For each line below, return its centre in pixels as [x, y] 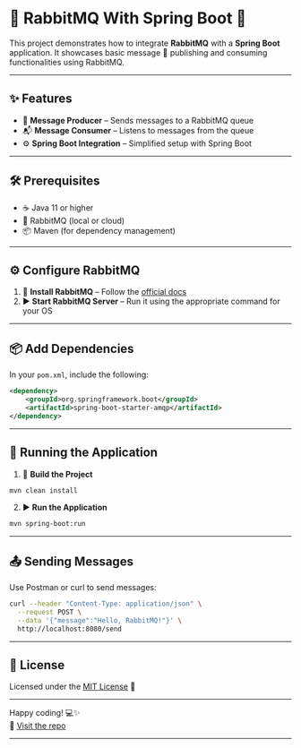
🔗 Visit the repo [38, 726]
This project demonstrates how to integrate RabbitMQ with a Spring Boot [145, 43]
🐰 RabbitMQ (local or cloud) [73, 220]
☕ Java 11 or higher [58, 207]
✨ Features [41, 99]
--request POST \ [50, 612]
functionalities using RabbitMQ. [67, 62]
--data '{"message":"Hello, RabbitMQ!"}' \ [99, 620]
